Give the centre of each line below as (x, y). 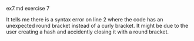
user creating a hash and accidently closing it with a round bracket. (88, 32)
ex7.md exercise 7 (28, 8)
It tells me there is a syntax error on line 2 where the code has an (85, 19)
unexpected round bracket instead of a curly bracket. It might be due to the (97, 26)
